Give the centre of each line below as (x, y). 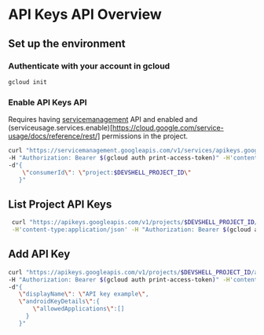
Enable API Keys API (48, 102)
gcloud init (27, 82)
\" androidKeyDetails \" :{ (59, 302)
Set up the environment (67, 44)
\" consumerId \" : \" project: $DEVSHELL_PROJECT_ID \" (107, 172)
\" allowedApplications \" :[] (79, 309)
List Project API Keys (60, 204)
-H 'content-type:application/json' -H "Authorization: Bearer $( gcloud (131, 230)
